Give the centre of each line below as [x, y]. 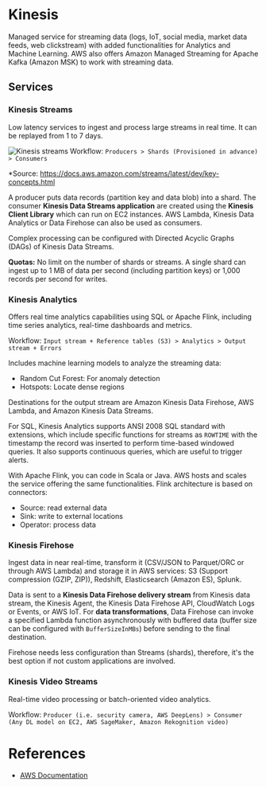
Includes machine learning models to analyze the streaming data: [115, 363]
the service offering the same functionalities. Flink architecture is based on [131, 484]
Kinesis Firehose [41, 545]
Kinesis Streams [40, 110]
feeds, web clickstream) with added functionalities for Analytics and [120, 45]
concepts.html [32, 181]
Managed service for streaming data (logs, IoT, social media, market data [128, 37]
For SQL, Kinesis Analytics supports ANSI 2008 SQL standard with [117, 426]
